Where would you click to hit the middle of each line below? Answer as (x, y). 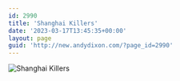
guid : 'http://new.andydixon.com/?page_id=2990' (91, 46)
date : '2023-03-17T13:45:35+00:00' (68, 30)
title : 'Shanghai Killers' (53, 23)
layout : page (30, 38)
